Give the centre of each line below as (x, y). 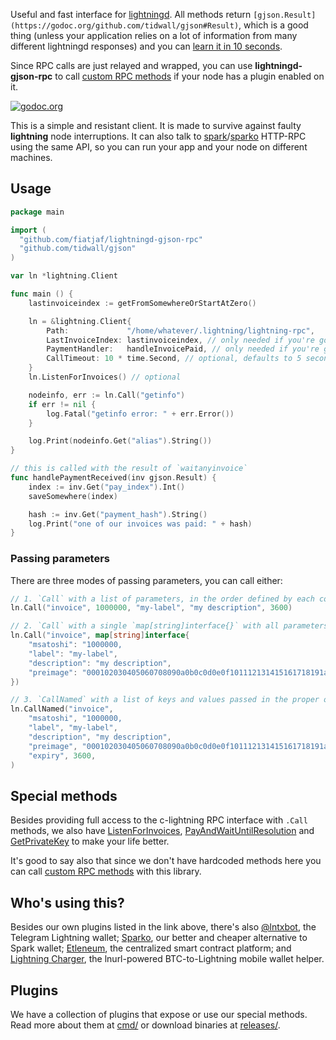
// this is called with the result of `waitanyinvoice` (129, 469)
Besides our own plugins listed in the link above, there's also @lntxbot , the (163, 927)
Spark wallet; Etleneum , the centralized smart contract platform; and (151, 948)
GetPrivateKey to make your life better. (90, 841)
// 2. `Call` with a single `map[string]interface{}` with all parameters (169, 626)
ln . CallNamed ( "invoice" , (62, 709)
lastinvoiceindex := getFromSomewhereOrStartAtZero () (142, 303)
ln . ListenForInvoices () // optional (105, 377)
